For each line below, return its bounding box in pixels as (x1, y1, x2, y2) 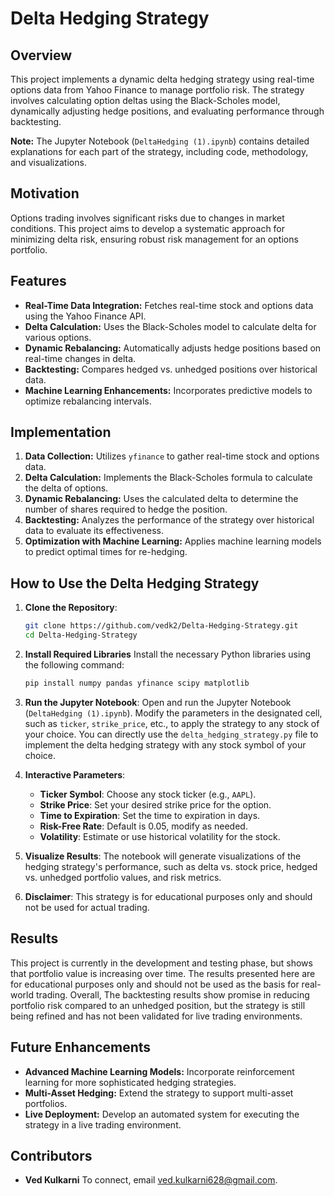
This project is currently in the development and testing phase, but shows (10, 957, 313, 969)
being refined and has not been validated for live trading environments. (10, 1010, 303, 1022)
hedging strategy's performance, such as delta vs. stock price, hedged (24, 860, 318, 872)
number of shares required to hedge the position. (24, 503, 228, 516)
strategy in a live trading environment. (24, 1118, 182, 1131)
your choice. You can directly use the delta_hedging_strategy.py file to (24, 728, 319, 740)
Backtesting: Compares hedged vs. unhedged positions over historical (24, 363, 318, 375)
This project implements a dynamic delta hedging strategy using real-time (10, 73, 315, 85)
